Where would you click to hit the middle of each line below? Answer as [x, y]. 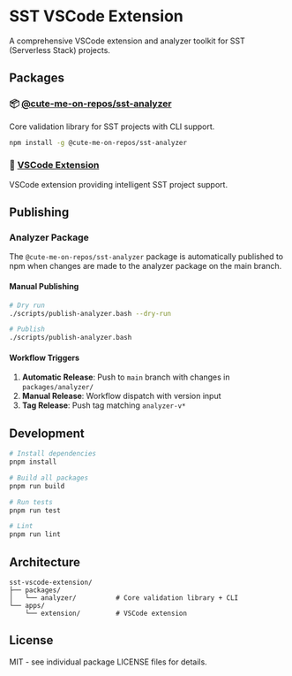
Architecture [45, 562]
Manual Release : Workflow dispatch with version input [122, 396]
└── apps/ [27, 606]
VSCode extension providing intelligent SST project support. [118, 184]
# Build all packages [49, 478]
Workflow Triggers [45, 357]
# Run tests [31, 502]
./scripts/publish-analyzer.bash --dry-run [90, 313]
